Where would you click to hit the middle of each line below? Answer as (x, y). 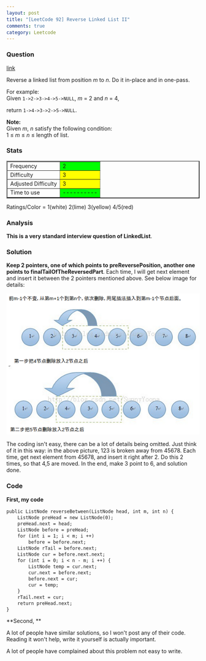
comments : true (26, 26)
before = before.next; (57, 542)
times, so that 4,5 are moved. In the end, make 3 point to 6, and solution (97, 464)
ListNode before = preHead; (53, 530)
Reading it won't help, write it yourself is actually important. (81, 639)
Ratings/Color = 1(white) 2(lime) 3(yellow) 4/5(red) (70, 207)
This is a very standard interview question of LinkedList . (79, 236)
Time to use (25, 192)
